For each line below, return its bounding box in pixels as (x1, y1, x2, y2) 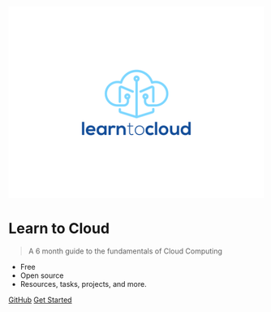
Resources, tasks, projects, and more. (19, 279, 148, 288)
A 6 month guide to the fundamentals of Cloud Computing (28, 246, 223, 256)
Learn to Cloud (8, 219, 110, 238)
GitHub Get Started (8, 295, 72, 305)
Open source (19, 271, 64, 280)
